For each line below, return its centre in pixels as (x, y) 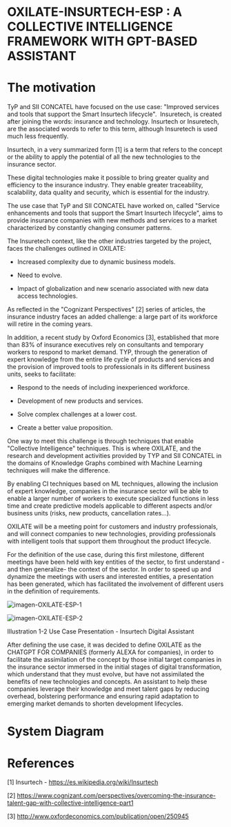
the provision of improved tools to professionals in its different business (109, 367)
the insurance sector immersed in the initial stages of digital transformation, (114, 667)
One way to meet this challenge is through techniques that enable (101, 441)
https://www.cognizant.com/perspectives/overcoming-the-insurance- (116, 796)
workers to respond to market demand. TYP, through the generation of (108, 352)
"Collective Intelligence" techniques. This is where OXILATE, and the (104, 448)
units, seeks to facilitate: (42, 374)
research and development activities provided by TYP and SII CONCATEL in (114, 456)
